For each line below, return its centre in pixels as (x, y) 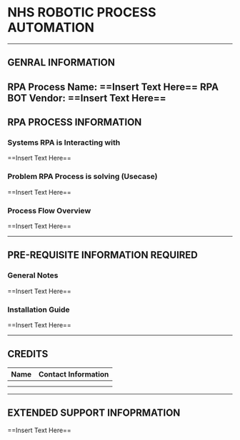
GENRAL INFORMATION (61, 62)
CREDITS (28, 354)
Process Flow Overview (49, 210)
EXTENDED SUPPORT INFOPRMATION (94, 413)
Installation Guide (39, 309)
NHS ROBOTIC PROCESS (82, 12)
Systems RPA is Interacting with (64, 143)
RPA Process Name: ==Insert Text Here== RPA (113, 87)
